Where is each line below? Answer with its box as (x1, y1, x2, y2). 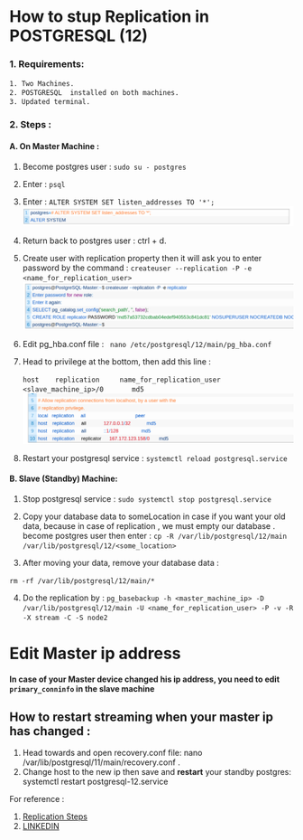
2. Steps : (9, 118, 52, 131)
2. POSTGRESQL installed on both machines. (9, 89, 179, 98)
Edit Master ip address (9, 644, 182, 664)
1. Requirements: (9, 58, 85, 71)
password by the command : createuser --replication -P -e (22, 262, 252, 273)
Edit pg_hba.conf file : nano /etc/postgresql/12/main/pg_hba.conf (22, 339, 272, 350)
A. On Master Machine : (9, 141, 100, 151)
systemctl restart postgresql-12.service (22, 776, 169, 788)
